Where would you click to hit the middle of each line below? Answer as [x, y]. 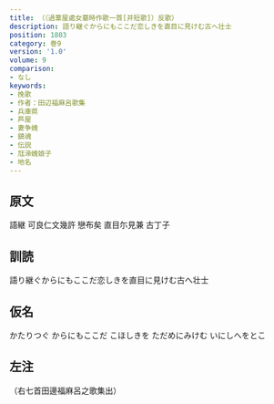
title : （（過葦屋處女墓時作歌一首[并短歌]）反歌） [94, 18]
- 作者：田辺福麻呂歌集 [48, 103]
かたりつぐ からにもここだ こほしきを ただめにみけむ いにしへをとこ [137, 335]
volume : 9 [28, 60]
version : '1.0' [38, 52]
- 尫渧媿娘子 [30, 153]
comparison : [32, 69]
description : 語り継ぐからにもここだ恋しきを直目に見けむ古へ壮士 [121, 26]
